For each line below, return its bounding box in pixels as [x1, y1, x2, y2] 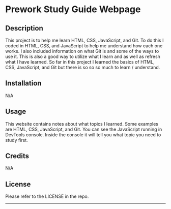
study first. [5, 137, 28, 143]
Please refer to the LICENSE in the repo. [5, 193, 89, 199]
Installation [5, 79, 42, 87]
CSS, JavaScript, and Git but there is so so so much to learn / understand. [5, 65, 160, 70]
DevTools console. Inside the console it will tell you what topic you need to [5, 131, 161, 138]
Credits [5, 152, 30, 161]
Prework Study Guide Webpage [5, 4, 141, 15]
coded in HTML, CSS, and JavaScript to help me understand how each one [5, 43, 163, 49]
